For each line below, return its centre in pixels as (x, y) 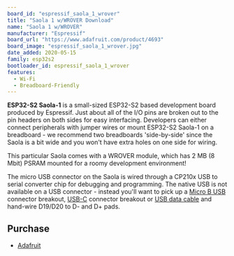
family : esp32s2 (31, 59)
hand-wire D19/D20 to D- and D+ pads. (64, 206)
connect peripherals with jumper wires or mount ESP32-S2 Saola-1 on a (111, 127)
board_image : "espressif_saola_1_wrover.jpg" (74, 46)
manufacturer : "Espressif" (46, 33)
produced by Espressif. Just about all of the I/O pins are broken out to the (113, 113)
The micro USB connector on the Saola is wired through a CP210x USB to (112, 177)
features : (22, 72)
